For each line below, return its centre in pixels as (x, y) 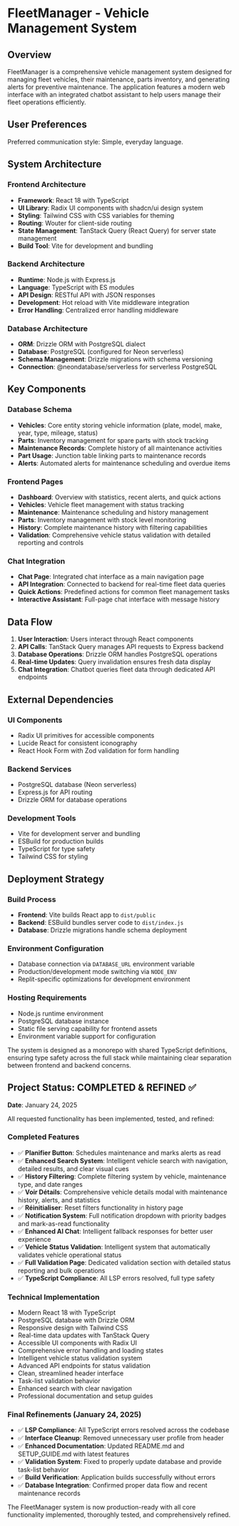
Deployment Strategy (56, 879)
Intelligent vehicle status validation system (80, 1358)
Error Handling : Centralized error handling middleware (98, 310)
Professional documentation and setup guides (85, 1396)
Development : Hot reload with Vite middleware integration (103, 302)
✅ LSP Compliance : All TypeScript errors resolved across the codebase (123, 1430)
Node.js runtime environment (60, 1013)
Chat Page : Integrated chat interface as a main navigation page (111, 577)
